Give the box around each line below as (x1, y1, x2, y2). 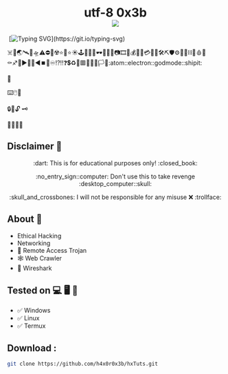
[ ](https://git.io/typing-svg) (8, 34, 126, 43)
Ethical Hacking (16, 231, 62, 240)
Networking (16, 239, 51, 247)
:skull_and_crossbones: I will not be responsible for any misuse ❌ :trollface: (9, 193, 222, 201)
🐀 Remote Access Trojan (16, 246, 87, 254)
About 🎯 (7, 214, 43, 225)
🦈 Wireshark (16, 264, 53, 272)
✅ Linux (16, 314, 40, 322)
